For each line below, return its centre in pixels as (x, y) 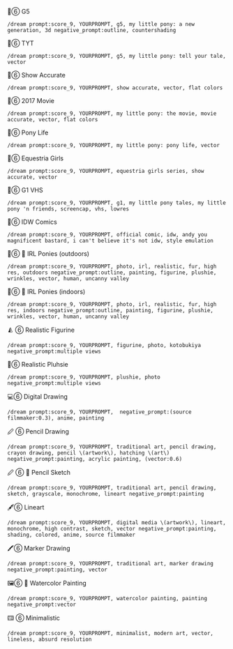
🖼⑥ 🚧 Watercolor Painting (47, 583)
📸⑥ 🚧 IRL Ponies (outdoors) (48, 254)
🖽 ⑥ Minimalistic (34, 618)
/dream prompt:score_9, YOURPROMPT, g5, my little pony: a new (101, 24)
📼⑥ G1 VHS (25, 190)
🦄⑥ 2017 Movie (31, 101)
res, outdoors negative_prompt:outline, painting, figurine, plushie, (112, 273)
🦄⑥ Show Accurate (37, 75)
